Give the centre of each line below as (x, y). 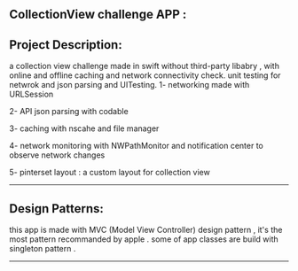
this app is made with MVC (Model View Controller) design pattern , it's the (146, 230)
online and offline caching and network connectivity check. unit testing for (145, 75)
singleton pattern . (43, 249)
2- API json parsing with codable (69, 112)
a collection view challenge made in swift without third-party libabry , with (144, 66)
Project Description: (66, 45)
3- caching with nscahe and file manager (84, 128)
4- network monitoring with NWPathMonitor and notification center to (137, 146)
